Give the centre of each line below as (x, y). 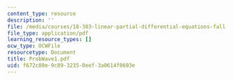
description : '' (31, 20)
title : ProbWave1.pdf (39, 59)
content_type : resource (42, 14)
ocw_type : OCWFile (34, 46)
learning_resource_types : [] (49, 40)
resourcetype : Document (42, 53)
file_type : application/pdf (48, 33)
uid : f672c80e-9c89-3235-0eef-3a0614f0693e (71, 65)
